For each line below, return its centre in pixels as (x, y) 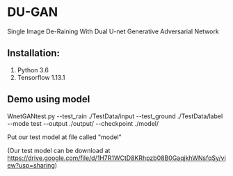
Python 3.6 (33, 70)
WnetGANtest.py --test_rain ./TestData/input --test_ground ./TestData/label (115, 116)
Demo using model (49, 99)
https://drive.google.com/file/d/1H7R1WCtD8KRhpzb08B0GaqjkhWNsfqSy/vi (116, 158)
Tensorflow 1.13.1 (41, 77)
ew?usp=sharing (31, 165)
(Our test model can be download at (59, 150)
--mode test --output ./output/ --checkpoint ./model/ (83, 123)
